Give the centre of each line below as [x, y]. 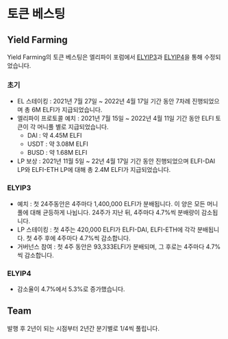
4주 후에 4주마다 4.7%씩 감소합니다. [82, 238]
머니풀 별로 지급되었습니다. [73, 127]
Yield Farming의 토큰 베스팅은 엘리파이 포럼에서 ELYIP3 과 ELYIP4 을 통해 [105, 57]
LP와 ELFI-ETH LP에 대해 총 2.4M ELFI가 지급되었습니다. [94, 170]
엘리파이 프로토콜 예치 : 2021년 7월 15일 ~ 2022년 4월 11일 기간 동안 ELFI [115, 118]
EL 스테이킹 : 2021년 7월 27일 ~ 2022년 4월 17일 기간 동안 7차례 [103, 101]
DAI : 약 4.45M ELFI [54, 136]
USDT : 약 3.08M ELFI [58, 144]
